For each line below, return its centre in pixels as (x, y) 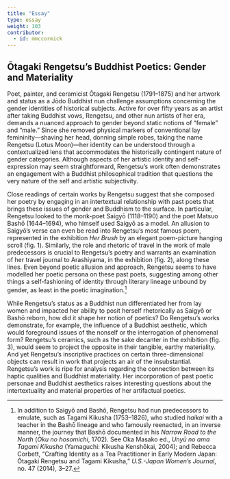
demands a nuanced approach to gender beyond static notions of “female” (113, 122)
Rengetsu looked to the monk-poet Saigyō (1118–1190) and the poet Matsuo (113, 216)
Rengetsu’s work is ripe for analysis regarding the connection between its (111, 368)
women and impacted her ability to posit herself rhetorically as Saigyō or (110, 310)
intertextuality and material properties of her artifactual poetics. (97, 390)
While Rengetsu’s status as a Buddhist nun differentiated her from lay (104, 303)
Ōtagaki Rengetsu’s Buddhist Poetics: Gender (107, 67)
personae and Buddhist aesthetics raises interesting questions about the (109, 383)
